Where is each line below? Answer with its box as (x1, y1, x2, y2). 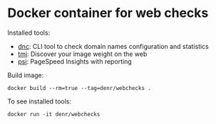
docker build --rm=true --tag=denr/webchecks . (7, 84, 152, 91)
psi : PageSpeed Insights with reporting (17, 57, 132, 65)
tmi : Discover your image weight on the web (17, 50, 148, 58)
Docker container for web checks (7, 5, 209, 21)
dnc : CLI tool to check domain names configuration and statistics (17, 42, 209, 50)
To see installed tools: (7, 97, 71, 106)
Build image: (7, 71, 44, 79)
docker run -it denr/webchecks (7, 111, 101, 118)
